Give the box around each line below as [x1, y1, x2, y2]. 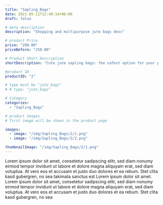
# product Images [5, 114, 40, 119]
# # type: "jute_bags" [5, 87, 51, 92]
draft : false [5, 16, 32, 21]
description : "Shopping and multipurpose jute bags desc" [5, 30, 125, 34]
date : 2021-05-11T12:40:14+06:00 [5, 12, 73, 17]
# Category [5, 96, 27, 101]
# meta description [5, 25, 45, 30]
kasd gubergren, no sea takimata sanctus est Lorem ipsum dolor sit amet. [5, 173, 152, 179]
